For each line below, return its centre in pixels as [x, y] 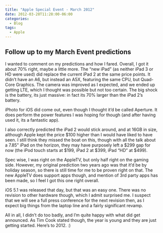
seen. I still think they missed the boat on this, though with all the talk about [80, 140]
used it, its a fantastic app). [32, 120]
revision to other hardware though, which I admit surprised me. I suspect [78, 195]
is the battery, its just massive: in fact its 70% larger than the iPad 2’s [74, 95]
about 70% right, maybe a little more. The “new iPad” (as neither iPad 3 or [79, 69]
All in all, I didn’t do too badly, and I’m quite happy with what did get [73, 215]
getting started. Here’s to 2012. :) [38, 225]
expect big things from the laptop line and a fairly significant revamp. [74, 205]
